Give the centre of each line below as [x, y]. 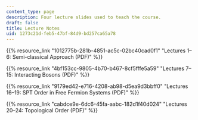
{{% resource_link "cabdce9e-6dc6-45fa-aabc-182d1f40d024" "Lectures [97, 104]
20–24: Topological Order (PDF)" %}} [52, 110]
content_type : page [30, 12]
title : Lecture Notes [33, 28]
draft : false [22, 23]
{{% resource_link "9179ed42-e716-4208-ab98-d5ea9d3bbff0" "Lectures [97, 86]
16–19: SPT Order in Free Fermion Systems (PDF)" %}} [73, 93]
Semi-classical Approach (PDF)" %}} [58, 57]
